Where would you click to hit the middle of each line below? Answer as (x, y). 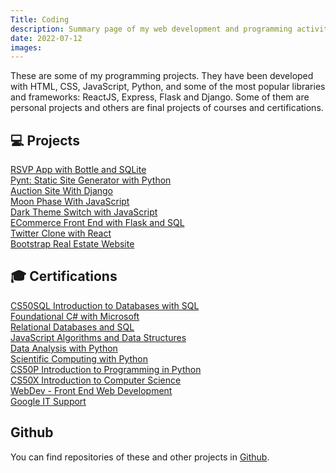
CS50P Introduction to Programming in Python (106, 369)
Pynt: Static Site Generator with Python (91, 180)
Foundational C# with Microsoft (75, 316)
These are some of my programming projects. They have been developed (162, 76)
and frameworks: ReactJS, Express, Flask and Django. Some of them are (160, 97)
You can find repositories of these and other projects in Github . (140, 457)
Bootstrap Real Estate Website (72, 244)
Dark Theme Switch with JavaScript (84, 212)
